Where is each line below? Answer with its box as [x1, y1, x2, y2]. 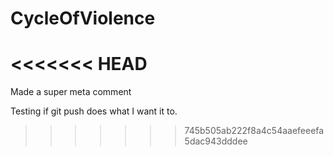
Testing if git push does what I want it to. [10, 105, 178, 117]
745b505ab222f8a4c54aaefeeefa [184, 125, 325, 137]
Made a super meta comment [10, 86, 132, 98]
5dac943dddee [184, 135, 248, 147]
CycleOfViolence [10, 7, 156, 30]
